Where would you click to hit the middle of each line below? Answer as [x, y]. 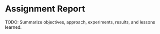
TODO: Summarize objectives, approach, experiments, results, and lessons [80, 22]
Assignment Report [45, 9]
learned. [13, 27]
